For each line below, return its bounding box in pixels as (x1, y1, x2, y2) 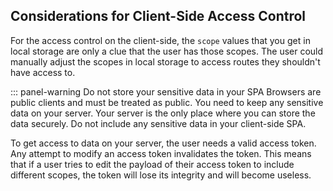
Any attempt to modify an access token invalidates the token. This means (10, 147, 312, 159)
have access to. (10, 66, 76, 78)
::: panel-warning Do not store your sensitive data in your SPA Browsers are (10, 85, 322, 98)
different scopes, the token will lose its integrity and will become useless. (10, 169, 312, 181)
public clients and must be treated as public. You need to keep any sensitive (10, 96, 324, 108)
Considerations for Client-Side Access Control (10, 8, 307, 25)
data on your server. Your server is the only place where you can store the (10, 107, 316, 119)
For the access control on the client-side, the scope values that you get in (10, 34, 311, 46)
